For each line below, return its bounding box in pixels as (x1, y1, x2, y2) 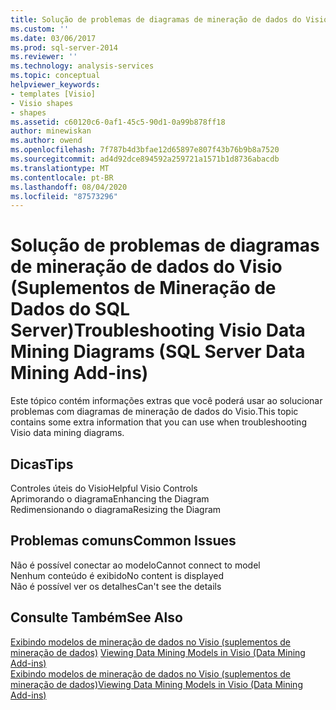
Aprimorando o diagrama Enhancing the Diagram (10, 493, 210, 505)
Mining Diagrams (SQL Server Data (10, 341, 306, 363)
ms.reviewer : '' (10, 52, 78, 62)
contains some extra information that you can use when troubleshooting (10, 416, 307, 428)
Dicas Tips (10, 456, 74, 473)
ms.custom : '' (10, 24, 70, 34)
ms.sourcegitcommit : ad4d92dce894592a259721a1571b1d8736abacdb (10, 154, 280, 164)
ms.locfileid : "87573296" (10, 191, 118, 201)
